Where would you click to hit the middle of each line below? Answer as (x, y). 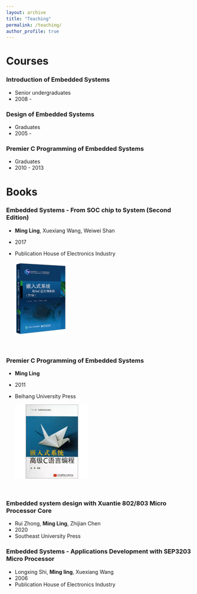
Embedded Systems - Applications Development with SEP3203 (99, 551)
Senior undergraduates (42, 92)
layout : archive (26, 12)
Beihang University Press (45, 396)
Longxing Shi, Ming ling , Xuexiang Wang (64, 572)
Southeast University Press (47, 536)
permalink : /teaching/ (34, 25)
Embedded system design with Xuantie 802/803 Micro (86, 503)
